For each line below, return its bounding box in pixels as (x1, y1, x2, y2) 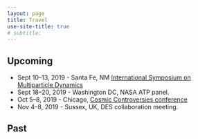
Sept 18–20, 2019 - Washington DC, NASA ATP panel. (17, 88, 170, 97)
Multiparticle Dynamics (17, 81, 83, 89)
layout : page (7, 10, 45, 17)
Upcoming (7, 55, 53, 66)
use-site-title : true (7, 23, 70, 30)
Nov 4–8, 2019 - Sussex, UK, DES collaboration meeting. (17, 103, 179, 111)
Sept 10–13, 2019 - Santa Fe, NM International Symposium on (17, 73, 192, 82)
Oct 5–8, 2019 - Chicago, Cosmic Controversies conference (17, 95, 188, 104)
